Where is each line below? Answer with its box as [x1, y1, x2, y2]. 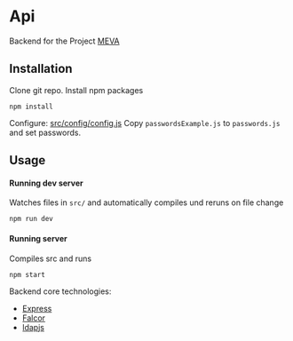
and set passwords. [9, 127, 82, 138]
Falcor [21, 313, 46, 323]
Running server [9, 233, 68, 243]
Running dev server [9, 178, 83, 188]
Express [21, 303, 52, 313]
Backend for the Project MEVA [9, 36, 120, 46]
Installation [9, 61, 73, 76]
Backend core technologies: [9, 286, 112, 297]
